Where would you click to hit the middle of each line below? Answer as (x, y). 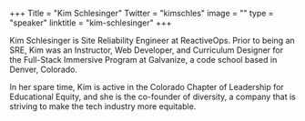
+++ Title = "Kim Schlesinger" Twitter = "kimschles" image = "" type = (142, 13)
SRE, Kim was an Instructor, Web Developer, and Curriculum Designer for (147, 50)
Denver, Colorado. (43, 69)
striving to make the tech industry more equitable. (103, 106)
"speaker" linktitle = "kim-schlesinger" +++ (91, 23)
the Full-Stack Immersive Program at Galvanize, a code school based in (143, 60)
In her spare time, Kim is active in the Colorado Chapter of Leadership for (147, 87)
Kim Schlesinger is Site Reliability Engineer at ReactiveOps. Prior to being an (152, 40)
